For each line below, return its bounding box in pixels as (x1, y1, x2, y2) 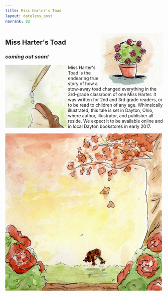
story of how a (68, 81, 98, 87)
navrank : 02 (5, 19, 30, 24)
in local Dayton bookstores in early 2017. (68, 123, 151, 129)
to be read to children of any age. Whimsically (68, 102, 163, 108)
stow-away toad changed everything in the (68, 86, 157, 92)
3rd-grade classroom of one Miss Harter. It (68, 91, 156, 98)
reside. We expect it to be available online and (68, 118, 163, 124)
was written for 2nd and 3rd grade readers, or (68, 97, 163, 103)
